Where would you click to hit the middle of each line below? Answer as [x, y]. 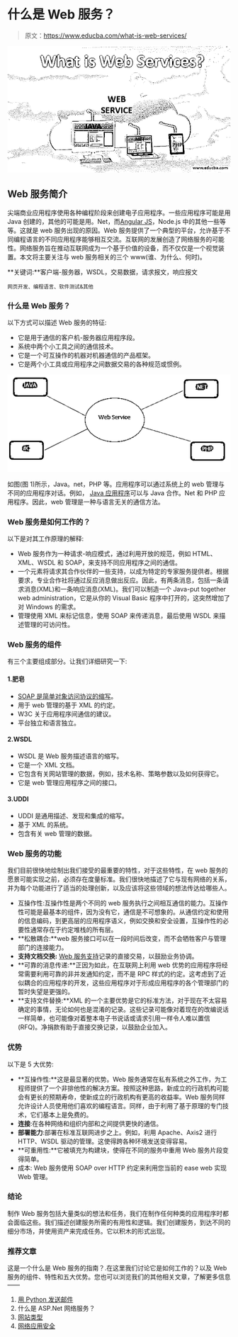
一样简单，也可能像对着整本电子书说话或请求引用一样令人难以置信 [114, 1018]
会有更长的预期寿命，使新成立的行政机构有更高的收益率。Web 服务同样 [121, 1097]
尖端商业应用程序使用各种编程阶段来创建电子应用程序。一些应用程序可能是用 [119, 213]
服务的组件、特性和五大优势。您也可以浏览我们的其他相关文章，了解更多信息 [119, 1277]
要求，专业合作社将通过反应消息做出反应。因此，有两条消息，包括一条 [120, 580]
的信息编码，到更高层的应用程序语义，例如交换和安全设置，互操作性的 [120, 921]
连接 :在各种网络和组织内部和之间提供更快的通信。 [90, 1123]
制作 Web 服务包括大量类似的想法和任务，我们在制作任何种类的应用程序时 [115, 1213]
